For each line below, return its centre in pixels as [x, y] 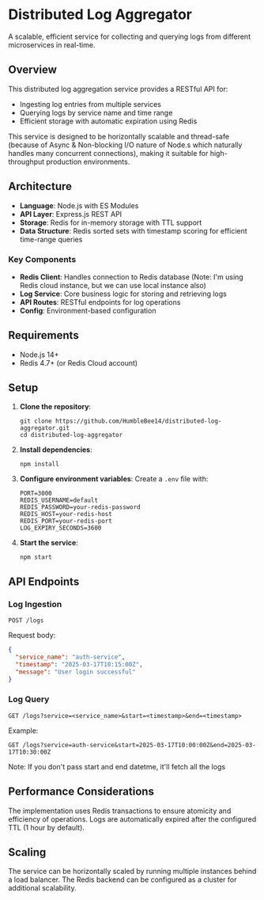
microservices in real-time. [52, 44]
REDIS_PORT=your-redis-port [66, 521]
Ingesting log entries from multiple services [91, 104]
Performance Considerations [81, 792]
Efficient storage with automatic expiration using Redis [108, 121]
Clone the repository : [55, 407]
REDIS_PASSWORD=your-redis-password [80, 507]
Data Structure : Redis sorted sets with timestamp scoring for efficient [133, 230]
